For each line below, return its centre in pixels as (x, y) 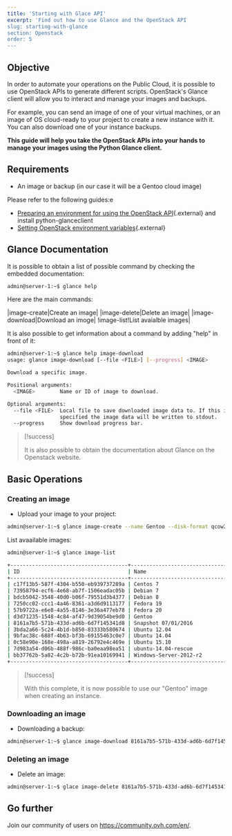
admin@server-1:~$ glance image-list (61, 552)
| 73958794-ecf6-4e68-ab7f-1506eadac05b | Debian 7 (83, 591)
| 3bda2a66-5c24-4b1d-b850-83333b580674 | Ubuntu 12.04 (89, 630)
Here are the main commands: (50, 299)
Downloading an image (47, 713)
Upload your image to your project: (67, 514)
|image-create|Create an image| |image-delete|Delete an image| (98, 313)
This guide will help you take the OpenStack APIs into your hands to (106, 140)
